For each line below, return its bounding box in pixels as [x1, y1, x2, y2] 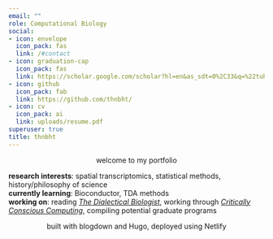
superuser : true [8, 125, 63, 133]
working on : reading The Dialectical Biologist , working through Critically [8, 197, 251, 206]
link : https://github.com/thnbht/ [15, 95, 132, 103]
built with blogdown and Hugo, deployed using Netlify [46, 221, 227, 231]
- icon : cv [8, 102, 45, 111]
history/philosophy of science [8, 180, 108, 189]
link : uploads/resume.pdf [15, 118, 104, 126]
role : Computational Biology [8, 20, 107, 28]
